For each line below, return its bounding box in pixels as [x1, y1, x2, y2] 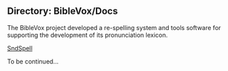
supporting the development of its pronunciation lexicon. [7, 31, 168, 39]
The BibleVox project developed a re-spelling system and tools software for [7, 23, 222, 31]
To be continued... [7, 57, 59, 66]
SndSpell [7, 44, 33, 52]
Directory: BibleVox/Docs [7, 5, 118, 17]
